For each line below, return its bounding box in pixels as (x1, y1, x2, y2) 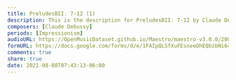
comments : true (7, 49, 52, 56)
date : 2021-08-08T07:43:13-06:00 (7, 62, 105, 69)
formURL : (7, 42, 33, 49)
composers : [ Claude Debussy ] (7, 23, 93, 30)
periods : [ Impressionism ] (7, 29, 83, 37)
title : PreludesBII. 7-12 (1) (7, 10, 96, 17)
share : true (7, 56, 42, 63)
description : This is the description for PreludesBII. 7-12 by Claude (7, 17, 221, 24)
